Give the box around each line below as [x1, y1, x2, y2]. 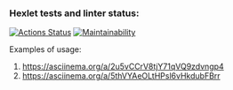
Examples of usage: [9, 44, 82, 55]
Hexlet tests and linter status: [9, 7, 140, 19]
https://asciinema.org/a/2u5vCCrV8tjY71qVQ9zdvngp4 [21, 61, 224, 72]
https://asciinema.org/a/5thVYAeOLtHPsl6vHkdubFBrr [21, 71, 221, 81]
